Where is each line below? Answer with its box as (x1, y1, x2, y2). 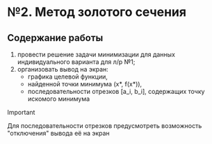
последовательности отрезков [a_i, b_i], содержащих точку (27, 88, 205, 95)
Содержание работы (7, 32, 104, 44)
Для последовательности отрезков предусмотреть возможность (7, 122, 202, 129)
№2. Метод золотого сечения (7, 4, 186, 20)
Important (7, 109, 35, 116)
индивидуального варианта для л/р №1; (17, 58, 136, 66)
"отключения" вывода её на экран (7, 129, 110, 137)
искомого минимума (27, 95, 90, 103)
